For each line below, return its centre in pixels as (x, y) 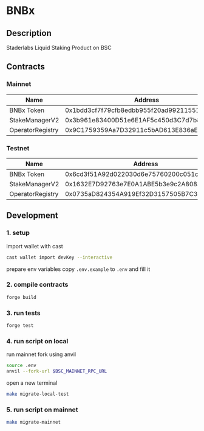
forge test (20, 326)
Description (29, 33)
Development (32, 216)
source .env (21, 366)
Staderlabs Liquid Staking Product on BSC (59, 47)
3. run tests (23, 313)
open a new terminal (32, 383)
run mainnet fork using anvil (41, 354)
